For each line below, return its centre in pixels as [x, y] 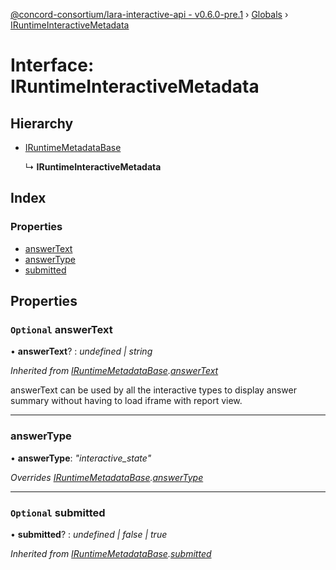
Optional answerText [61, 329]
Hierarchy [42, 123]
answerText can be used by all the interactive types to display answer [154, 390]
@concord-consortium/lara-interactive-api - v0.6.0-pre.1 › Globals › [149, 14]
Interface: [52, 65]
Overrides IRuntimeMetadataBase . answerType [107, 477]
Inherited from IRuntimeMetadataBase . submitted [111, 553]
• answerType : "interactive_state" [81, 458]
